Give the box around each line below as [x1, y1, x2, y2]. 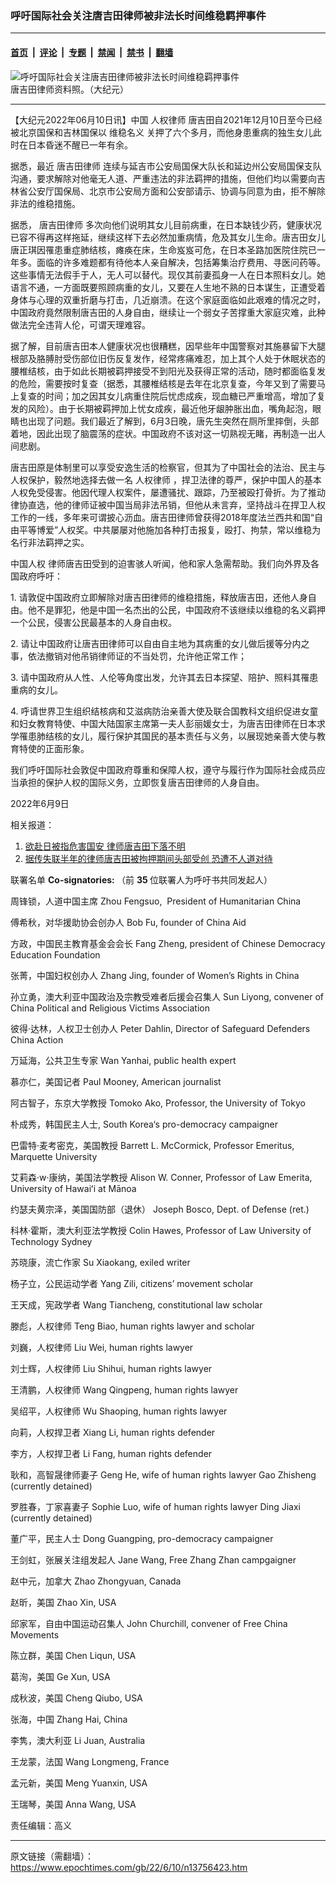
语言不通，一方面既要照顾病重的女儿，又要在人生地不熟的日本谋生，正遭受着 [10, 281, 326, 293]
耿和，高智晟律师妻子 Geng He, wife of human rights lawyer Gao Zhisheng [10, 1468, 317, 1481]
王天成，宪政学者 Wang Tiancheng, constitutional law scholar [10, 1298, 263, 1311]
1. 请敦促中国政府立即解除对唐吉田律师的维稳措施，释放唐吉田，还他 [10, 591, 291, 603]
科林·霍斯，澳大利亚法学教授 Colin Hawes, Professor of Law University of [10, 1224, 312, 1236]
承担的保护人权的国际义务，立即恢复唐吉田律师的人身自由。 [18, 776, 265, 788]
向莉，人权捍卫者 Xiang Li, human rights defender [10, 1426, 216, 1438]
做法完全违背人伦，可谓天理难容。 [10, 318, 151, 331]
